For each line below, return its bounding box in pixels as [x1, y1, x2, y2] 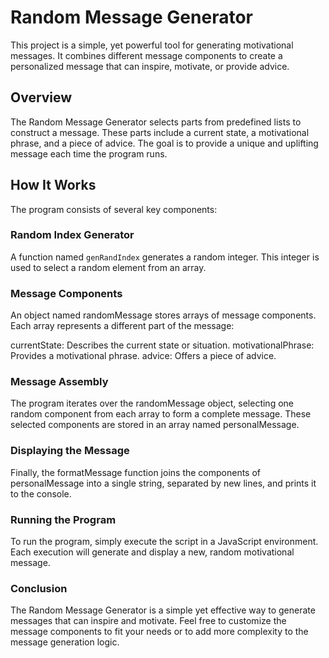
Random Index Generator [10, 228, 135, 242]
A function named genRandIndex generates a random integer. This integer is [10, 251, 320, 263]
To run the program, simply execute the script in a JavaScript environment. [10, 536, 319, 548]
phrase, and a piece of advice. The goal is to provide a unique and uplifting [10, 137, 319, 149]
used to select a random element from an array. [10, 261, 207, 273]
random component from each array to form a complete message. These [10, 408, 312, 420]
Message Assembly [10, 375, 109, 389]
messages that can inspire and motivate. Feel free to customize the [10, 615, 287, 627]
